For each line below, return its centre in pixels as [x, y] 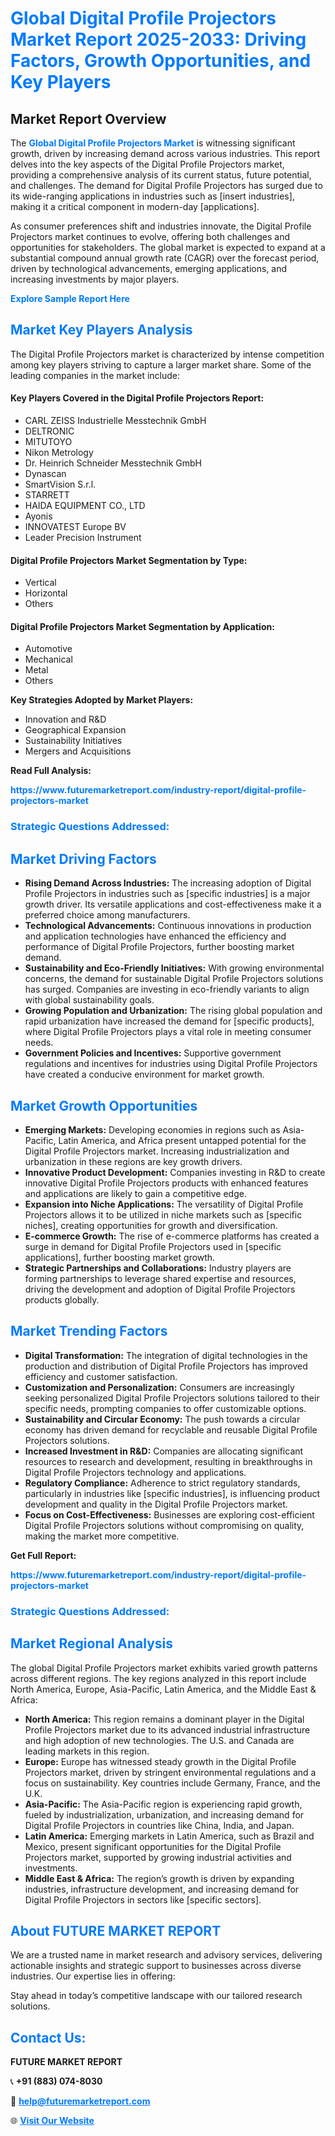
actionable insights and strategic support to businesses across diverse [156, 1966]
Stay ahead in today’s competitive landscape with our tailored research [156, 1996]
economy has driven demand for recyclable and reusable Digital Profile [171, 1429]
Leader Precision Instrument [83, 538]
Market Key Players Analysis [101, 330]
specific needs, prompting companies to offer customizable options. [165, 1408]
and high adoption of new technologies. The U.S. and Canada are [159, 1740]
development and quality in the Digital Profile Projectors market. [156, 1504]
